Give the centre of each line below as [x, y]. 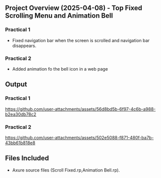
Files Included [27, 158]
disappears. [24, 46]
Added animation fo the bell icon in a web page [60, 69]
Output [16, 85]
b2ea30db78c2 [21, 114]
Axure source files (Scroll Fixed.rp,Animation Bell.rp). [66, 170]
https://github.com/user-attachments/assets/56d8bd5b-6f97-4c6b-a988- [80, 109]
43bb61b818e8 [20, 143]
